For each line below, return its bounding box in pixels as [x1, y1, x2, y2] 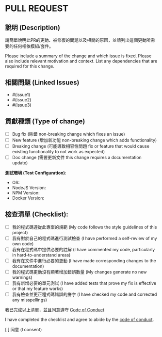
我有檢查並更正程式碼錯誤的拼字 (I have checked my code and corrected [12, 291, 157, 297]
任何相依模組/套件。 [13, 43, 54, 49]
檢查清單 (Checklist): [5, 210, 69, 219]
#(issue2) [12, 96, 32, 102]
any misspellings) [12, 297, 48, 303]
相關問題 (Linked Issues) [5, 79, 80, 87]
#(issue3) [12, 102, 32, 108]
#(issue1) [12, 92, 31, 97]
